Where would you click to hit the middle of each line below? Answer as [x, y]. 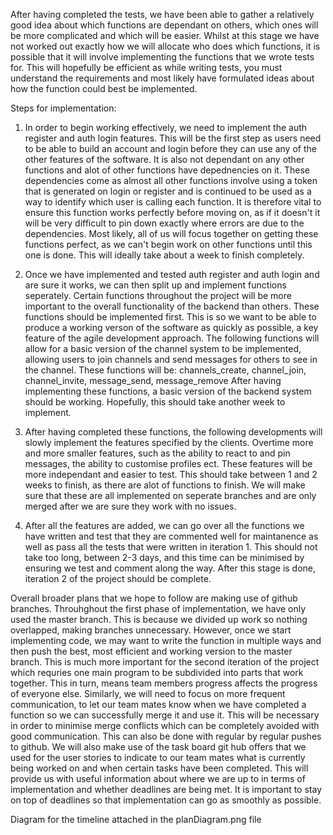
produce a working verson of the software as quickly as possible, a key [171, 327]
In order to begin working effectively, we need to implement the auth [166, 127]
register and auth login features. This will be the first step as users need [173, 138]
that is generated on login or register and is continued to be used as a [168, 191]
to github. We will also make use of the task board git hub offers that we [158, 747]
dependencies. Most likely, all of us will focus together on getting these [171, 233]
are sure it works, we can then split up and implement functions [155, 285]
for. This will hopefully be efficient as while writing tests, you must [146, 67]
